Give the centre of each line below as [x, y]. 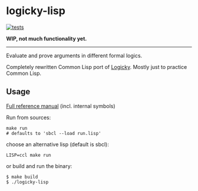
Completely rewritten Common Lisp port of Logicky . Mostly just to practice [97, 67]
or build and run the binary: [39, 166]
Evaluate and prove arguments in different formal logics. [74, 55]
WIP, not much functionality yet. [47, 38]
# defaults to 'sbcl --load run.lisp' [54, 133]
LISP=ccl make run [29, 155]
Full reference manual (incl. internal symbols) [61, 106]
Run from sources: [29, 117]
